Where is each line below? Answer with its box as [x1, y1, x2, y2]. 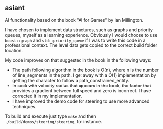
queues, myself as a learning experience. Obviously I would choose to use [5, 32, 158, 38]
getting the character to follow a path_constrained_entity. [12, 77, 129, 83]
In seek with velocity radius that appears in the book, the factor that [12, 83, 151, 88]
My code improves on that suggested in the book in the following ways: [5, 57, 152, 63]
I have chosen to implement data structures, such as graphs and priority [5, 27, 153, 33]
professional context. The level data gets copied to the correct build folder [5, 42, 158, 48]
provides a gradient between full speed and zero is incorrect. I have [12, 87, 151, 93]
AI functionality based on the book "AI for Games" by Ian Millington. [5, 17, 144, 23]
